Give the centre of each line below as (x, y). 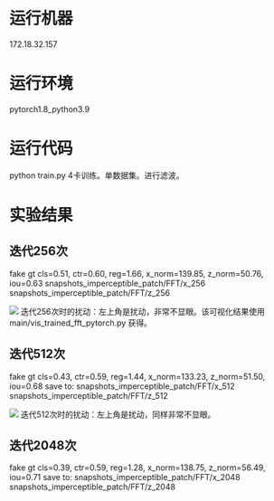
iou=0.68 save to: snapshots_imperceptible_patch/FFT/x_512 (122, 386)
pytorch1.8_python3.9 (50, 109)
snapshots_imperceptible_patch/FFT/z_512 (89, 395)
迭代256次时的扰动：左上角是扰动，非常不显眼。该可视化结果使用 (142, 311)
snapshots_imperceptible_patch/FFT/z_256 (90, 293)
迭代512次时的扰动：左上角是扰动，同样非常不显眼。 (118, 414)
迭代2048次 (43, 445)
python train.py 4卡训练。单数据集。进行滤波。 (97, 175)
